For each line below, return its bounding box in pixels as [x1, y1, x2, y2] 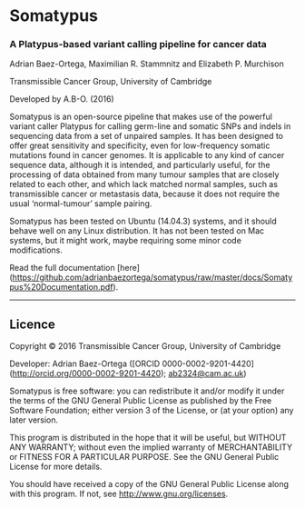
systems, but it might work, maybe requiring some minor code [9, 235, 242, 246]
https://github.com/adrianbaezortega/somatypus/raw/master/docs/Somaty [12, 272, 293, 283]
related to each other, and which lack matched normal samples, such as [9, 179, 279, 190]
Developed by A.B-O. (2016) [9, 94, 115, 105]
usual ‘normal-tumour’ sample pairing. [9, 198, 152, 209]
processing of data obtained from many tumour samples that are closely [9, 169, 280, 180]
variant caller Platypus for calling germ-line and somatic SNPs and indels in [9, 121, 291, 132]
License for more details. [9, 461, 103, 473]
